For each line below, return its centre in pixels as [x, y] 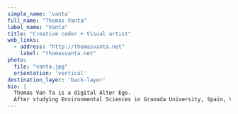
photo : [17, 60]
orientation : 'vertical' [50, 73]
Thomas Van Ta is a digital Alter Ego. [73, 93]
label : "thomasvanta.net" [58, 54]
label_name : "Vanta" [38, 27]
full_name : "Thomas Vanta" [47, 21]
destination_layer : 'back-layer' [57, 80]
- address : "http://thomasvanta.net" [69, 47]
